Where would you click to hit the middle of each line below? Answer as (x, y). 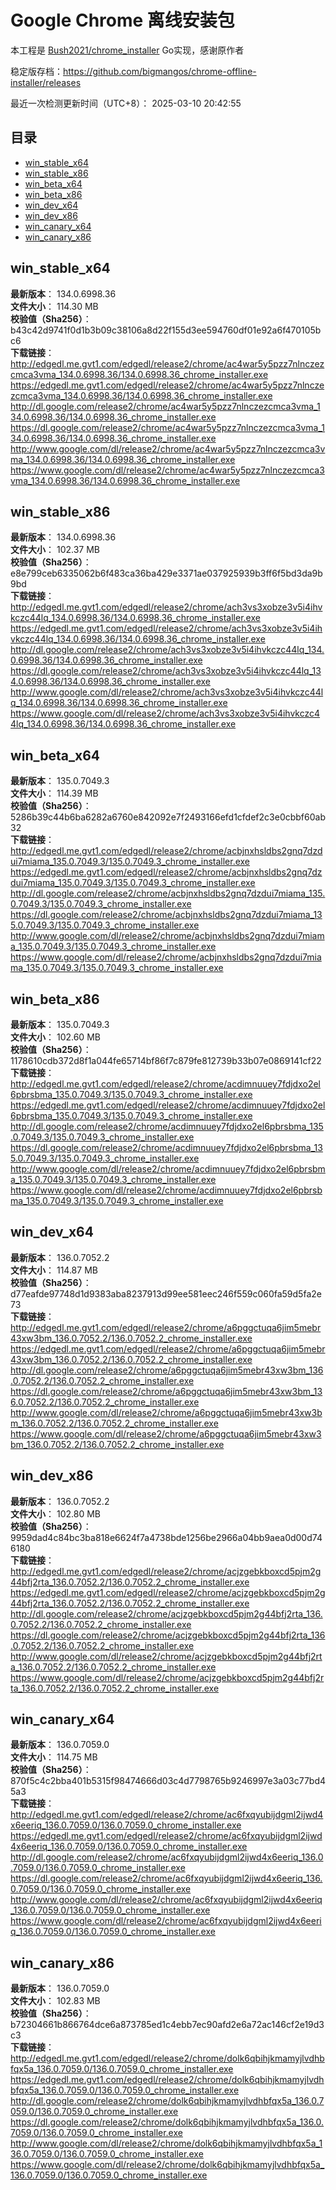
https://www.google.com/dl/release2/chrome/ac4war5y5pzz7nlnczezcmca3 (167, 470)
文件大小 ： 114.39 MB (54, 793)
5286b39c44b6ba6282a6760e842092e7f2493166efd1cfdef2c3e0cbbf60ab (168, 817)
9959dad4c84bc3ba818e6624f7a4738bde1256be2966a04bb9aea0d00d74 (166, 1537)
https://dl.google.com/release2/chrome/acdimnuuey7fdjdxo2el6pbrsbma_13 (166, 1147)
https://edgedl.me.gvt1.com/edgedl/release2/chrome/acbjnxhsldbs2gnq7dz (166, 872)
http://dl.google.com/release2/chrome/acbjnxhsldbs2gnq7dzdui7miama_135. (168, 893)
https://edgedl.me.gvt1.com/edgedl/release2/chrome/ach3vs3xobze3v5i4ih (166, 628)
